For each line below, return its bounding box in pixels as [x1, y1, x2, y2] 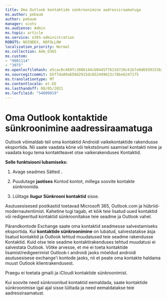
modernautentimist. [5, 208, 45, 214]
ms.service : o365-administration [5, 35, 75, 40]
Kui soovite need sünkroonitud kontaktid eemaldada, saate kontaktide [5, 280, 148, 286]
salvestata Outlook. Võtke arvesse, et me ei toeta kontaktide [5, 244, 128, 250]
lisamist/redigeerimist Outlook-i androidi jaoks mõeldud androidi [5, 250, 136, 256]
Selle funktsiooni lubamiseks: [5, 159, 68, 165]
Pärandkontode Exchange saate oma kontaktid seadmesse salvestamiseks [5, 223, 158, 229]
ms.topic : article [5, 30, 43, 35]
